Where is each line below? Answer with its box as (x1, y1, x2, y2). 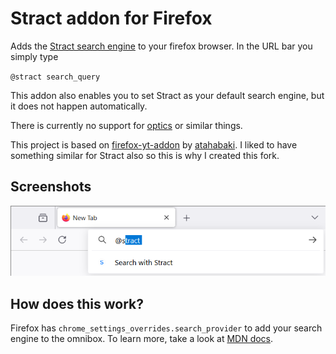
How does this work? (10, 295, 144, 312)
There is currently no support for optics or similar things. (10, 119, 243, 131)
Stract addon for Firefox (10, 7, 213, 30)
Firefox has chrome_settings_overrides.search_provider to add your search (10, 322, 323, 334)
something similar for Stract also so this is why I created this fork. (10, 149, 280, 161)
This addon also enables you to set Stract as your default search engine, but (10, 89, 325, 101)
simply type (10, 50, 59, 62)
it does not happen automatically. (10, 100, 148, 112)
